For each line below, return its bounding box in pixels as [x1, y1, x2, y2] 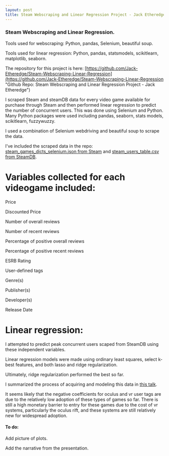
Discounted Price [5, 208, 41, 215]
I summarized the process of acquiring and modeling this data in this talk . [5, 381, 157, 387]
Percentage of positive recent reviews [5, 248, 84, 254]
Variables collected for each [5, 171, 125, 183]
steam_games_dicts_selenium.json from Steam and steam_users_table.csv [5, 148, 159, 154]
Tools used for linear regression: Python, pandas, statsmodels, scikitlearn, [5, 50, 159, 56]
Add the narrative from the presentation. [5, 445, 89, 451]
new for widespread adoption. [5, 413, 68, 419]
